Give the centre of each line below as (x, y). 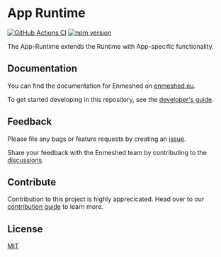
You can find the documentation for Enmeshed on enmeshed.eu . (102, 86)
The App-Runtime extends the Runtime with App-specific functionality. (110, 46)
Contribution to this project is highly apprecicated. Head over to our (106, 199)
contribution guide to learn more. (56, 207)
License (25, 229)
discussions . (25, 160)
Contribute (32, 182)
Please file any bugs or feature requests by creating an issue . (97, 139)
